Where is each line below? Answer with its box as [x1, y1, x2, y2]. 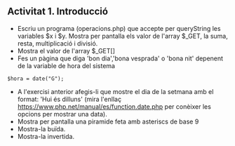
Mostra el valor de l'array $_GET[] [17, 46, 116, 55]
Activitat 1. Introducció [7, 6, 109, 18]
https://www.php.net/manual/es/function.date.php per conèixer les [17, 102, 212, 111]
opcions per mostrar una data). [17, 109, 107, 118]
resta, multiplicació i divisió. [17, 39, 98, 48]
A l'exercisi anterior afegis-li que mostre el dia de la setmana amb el [17, 87, 214, 95]
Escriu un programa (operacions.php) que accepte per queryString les [17, 24, 221, 32]
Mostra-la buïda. [17, 124, 66, 133]
